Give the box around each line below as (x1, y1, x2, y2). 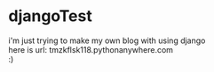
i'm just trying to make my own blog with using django (8, 35, 206, 46)
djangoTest (8, 6, 92, 26)
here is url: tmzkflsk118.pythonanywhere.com (8, 44, 174, 54)
